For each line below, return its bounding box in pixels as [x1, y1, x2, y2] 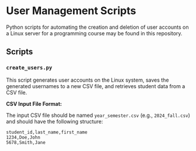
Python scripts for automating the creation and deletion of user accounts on [6, 24, 189, 31]
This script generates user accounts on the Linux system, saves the [6, 76, 169, 83]
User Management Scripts [6, 4, 136, 18]
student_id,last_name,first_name [6, 129, 88, 135]
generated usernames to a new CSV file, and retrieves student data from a [6, 82, 185, 89]
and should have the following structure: [6, 118, 104, 125]
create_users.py [6, 65, 53, 71]
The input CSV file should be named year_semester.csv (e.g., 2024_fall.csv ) [6, 112, 190, 119]
